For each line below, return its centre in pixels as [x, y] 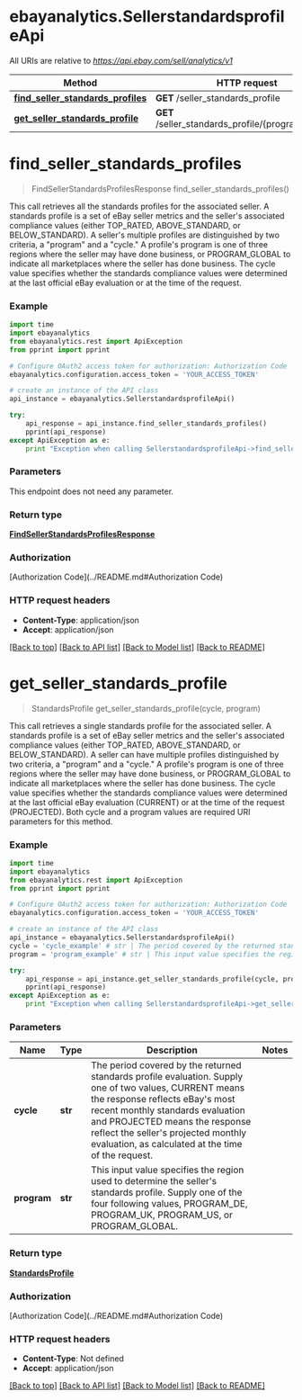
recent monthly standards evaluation [168, 1110]
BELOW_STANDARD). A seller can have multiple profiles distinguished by [144, 754]
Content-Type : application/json [80, 620]
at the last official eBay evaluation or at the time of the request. [126, 283]
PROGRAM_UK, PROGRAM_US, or [162, 1215]
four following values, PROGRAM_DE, [170, 1204]
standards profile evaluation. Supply [167, 1077]
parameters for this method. [61, 821]
